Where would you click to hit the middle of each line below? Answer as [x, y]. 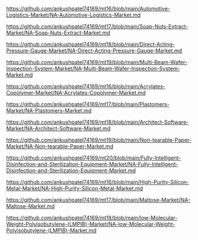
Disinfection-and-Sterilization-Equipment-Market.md [71, 170]
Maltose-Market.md [30, 206]
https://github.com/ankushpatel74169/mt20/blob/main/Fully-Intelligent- [94, 158]
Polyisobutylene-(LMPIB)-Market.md [51, 230]
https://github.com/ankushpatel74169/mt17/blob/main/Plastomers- [88, 104]
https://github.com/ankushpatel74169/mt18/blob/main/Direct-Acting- [91, 44]
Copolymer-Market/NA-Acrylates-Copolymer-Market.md [76, 93]
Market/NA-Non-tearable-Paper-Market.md [60, 146]
